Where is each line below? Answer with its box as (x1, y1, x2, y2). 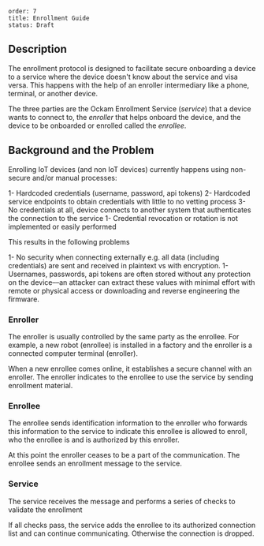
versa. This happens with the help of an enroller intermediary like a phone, (8, 80, 250, 90)
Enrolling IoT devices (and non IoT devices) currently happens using (8, 164, 229, 174)
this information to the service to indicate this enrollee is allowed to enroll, (8, 427, 247, 436)
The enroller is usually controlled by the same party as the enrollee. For (8, 331, 240, 341)
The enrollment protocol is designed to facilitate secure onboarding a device (8, 63, 256, 73)
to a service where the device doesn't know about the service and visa (8, 72, 238, 81)
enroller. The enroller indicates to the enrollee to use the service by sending (8, 372, 254, 382)
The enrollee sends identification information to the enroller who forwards (8, 418, 248, 428)
